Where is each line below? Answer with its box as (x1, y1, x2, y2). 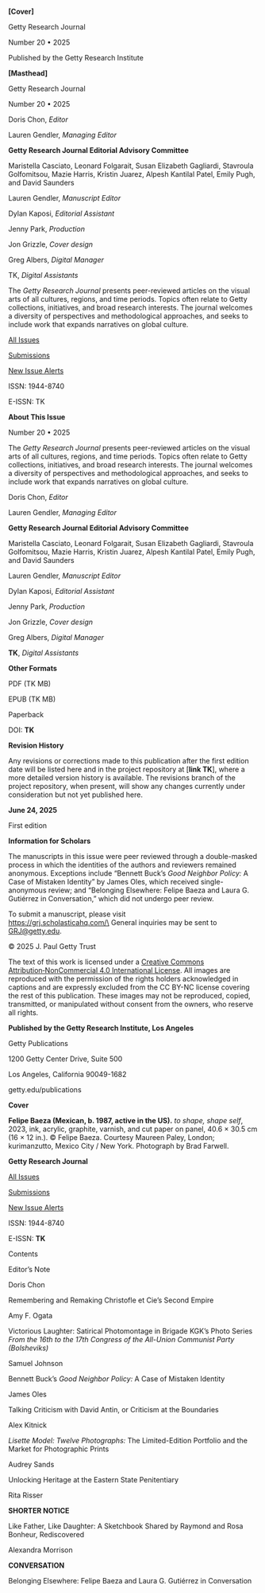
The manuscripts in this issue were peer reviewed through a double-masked (8, 852, 258, 861)
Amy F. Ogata (8, 1311, 53, 1320)
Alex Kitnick (8, 1420, 48, 1430)
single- (201, 877, 224, 886)
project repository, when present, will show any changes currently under (8, 782, 246, 791)
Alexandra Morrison (8, 1545, 73, 1555)
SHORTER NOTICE (8, 1506, 70, 1515)
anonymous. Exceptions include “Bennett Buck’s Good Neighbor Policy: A (8, 869, 248, 878)
